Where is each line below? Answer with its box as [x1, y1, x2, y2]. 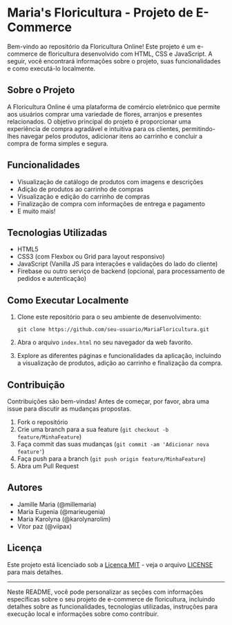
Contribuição [7, 379, 66, 390]
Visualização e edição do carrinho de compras [17, 192, 151, 201]
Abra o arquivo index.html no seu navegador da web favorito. [17, 338, 193, 346]
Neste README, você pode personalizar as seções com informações [7, 588, 204, 596]
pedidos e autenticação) [17, 275, 87, 283]
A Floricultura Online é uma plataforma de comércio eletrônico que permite [7, 102, 221, 111]
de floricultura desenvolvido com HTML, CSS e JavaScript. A [39, 50, 213, 58]
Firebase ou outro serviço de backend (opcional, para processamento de [17, 267, 225, 275]
